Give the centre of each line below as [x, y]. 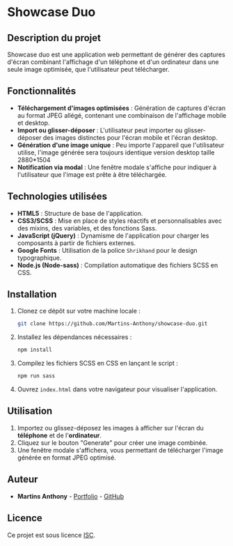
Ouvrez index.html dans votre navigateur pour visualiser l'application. [117, 389]
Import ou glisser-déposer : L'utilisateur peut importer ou [100, 130]
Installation [32, 294]
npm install [34, 350]
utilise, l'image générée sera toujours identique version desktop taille [116, 152]
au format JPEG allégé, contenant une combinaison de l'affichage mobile [122, 115]
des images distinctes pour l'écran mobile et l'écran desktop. [130, 137]
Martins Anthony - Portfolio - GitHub [70, 496]
